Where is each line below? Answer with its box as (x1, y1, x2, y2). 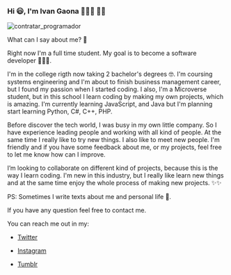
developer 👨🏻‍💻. (7, 56, 52, 65)
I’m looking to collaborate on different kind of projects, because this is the (7, 164, 218, 173)
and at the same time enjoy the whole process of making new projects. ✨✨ (7, 179, 222, 187)
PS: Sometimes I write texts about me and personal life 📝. (7, 193, 172, 201)
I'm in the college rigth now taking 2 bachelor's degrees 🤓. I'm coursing (7, 70, 213, 79)
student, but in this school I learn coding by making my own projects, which (7, 93, 224, 101)
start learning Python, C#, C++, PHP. (7, 107, 113, 116)
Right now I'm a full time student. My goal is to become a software (7, 49, 197, 58)
